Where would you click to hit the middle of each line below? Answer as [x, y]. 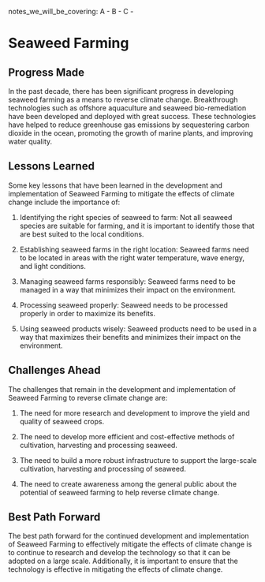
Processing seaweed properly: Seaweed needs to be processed [124, 305]
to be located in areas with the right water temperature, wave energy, [132, 257]
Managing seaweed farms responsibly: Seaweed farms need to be [127, 281]
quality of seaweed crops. [62, 421]
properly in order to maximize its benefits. [88, 313]
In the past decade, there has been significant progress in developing [121, 91]
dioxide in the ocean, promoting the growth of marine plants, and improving [131, 133]
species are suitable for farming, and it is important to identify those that [137, 226]
